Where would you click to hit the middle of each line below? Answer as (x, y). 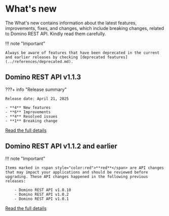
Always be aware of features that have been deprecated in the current (82, 53)
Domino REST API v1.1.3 (43, 77)
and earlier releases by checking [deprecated (55, 57)
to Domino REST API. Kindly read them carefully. (56, 33)
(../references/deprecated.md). (39, 61)
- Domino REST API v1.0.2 (42, 194)
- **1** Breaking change (31, 121)
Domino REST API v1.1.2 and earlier (61, 146)
